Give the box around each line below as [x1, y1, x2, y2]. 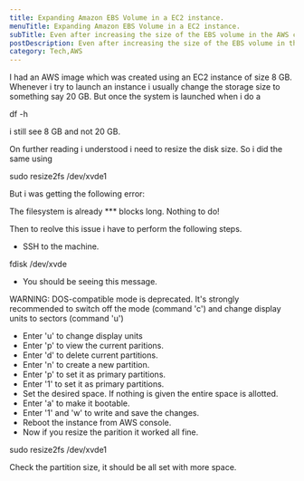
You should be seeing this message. [22, 276, 158, 287]
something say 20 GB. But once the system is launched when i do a [9, 91, 261, 102]
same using [9, 153, 52, 164]
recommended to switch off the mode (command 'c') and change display [9, 303, 282, 314]
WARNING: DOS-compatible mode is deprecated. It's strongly [9, 293, 240, 304]
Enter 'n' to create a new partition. [22, 360, 150, 370]
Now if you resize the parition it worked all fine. [22, 427, 199, 438]
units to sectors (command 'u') [9, 313, 124, 324]
